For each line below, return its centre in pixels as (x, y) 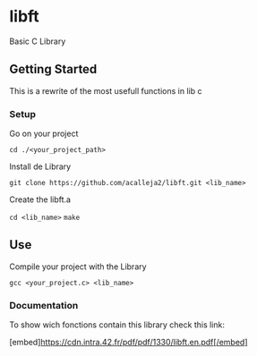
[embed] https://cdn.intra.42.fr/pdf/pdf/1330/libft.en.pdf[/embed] (128, 343)
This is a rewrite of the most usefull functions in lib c (106, 90)
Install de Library (40, 166)
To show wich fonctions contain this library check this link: (117, 325)
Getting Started (53, 69)
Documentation (44, 305)
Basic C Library (38, 41)
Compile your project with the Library (78, 267)
